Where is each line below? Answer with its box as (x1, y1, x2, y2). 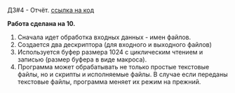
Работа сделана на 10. (7, 20, 76, 27)
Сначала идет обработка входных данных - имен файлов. (17, 33, 192, 41)
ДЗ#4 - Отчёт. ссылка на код (7, 6, 95, 14)
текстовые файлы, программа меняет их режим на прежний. (17, 78, 201, 86)
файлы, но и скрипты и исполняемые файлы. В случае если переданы (17, 70, 228, 78)
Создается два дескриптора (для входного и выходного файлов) (17, 41, 213, 48)
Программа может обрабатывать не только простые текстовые (17, 63, 210, 71)
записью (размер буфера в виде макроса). (17, 55, 147, 64)
